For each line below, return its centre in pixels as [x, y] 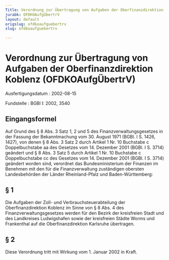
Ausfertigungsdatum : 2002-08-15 [41, 93]
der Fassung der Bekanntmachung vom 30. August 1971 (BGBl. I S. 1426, [80, 136]
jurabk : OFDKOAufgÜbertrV [32, 15]
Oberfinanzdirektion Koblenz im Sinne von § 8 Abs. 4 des [65, 207]
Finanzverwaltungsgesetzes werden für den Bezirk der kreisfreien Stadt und [84, 213]
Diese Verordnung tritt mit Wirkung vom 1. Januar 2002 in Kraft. [71, 252]
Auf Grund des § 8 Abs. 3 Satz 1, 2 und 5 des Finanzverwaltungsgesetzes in [84, 131]
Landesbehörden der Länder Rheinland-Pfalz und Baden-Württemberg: [79, 174]
